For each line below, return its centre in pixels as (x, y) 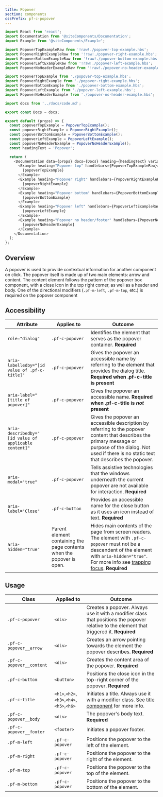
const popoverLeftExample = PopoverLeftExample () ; (62, 139)
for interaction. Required (118, 491)
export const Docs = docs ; (32, 112)
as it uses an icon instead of (122, 512)
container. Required (113, 345)
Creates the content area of (118, 659)
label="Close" (24, 511)
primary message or (114, 441)
